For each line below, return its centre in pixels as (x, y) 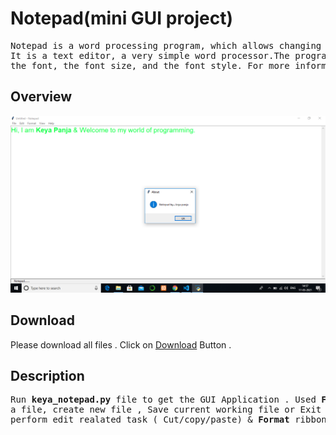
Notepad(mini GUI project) (121, 18)
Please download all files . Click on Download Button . (121, 344)
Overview (41, 97)
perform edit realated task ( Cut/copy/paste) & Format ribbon (168, 420)
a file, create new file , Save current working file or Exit (166, 410)
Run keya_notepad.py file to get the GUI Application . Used (163, 400)
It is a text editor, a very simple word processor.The (150, 55)
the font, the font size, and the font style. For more (150, 65)
